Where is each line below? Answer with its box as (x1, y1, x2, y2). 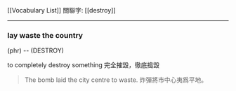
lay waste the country (7, 30, 83, 40)
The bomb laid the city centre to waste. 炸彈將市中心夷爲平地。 (24, 76, 208, 84)
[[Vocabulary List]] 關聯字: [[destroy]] (7, 6, 116, 14)
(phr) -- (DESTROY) (7, 46, 65, 55)
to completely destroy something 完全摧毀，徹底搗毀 (7, 61, 160, 69)
